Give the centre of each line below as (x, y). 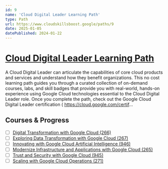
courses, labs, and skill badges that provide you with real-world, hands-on (82, 88)
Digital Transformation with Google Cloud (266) (62, 132)
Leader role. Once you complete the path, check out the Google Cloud (78, 99)
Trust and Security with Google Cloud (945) (58, 155)
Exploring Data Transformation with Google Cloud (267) (70, 138)
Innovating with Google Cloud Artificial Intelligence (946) (72, 144)
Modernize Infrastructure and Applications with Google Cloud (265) (82, 149)
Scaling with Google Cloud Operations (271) (58, 161)
